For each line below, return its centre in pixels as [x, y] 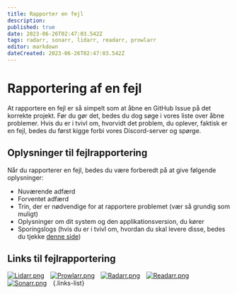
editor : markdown [33, 47]
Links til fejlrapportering [62, 259]
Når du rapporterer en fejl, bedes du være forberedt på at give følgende [112, 170]
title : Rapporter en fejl [45, 14]
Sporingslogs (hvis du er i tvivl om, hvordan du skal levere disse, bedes [121, 229]
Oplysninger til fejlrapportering [77, 153]
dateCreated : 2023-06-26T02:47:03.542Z [66, 54]
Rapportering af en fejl [75, 89]
